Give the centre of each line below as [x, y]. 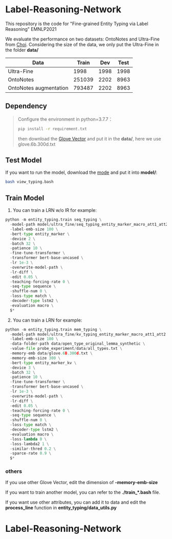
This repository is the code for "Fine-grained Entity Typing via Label [77, 24]
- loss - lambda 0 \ [28, 439]
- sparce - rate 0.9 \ [31, 453]
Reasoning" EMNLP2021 [31, 29]
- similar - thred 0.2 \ [33, 449]
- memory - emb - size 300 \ [35, 358]
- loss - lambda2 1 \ [30, 444]
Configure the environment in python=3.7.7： [65, 119]
